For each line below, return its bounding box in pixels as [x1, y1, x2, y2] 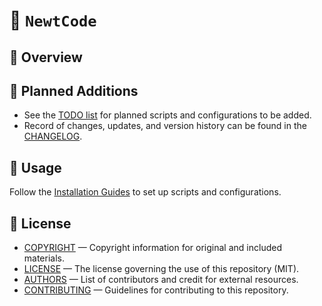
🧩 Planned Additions [9, 82, 139, 99]
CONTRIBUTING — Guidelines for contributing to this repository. [23, 284, 289, 296]
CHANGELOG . [23, 130, 83, 143]
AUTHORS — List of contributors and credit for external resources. [23, 274, 299, 286]
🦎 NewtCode [9, 9, 97, 32]
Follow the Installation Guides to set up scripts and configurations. [9, 186, 282, 198]
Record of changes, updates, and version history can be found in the [23, 120, 307, 132]
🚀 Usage [9, 159, 62, 176]
